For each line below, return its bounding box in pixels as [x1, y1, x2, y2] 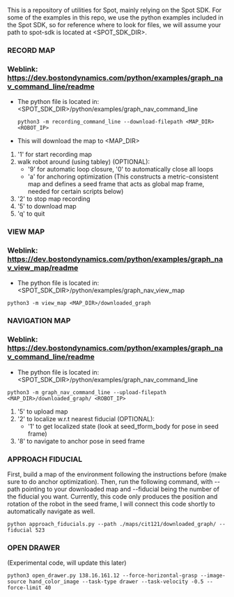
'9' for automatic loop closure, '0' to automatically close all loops [27, 165, 214, 174]
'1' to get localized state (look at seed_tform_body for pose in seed [27, 422, 219, 430]
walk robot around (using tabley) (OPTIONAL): [17, 158, 150, 166]
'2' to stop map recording [17, 195, 91, 203]
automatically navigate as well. [7, 507, 95, 515]
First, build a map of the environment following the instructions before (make [7, 470, 227, 478]
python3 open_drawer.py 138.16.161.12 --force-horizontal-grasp [7, 572, 198, 580]
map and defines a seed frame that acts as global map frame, [27, 180, 205, 188]
